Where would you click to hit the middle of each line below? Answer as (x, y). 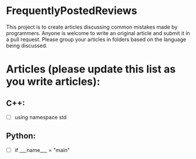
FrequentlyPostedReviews (72, 11)
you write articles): (53, 82)
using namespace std (40, 117)
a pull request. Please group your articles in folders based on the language (96, 39)
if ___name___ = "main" (42, 150)
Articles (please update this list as (91, 69)
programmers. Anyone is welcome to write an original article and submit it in (98, 33)
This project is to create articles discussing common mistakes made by (92, 27)
